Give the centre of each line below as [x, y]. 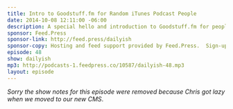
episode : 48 [24, 53]
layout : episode [31, 72]
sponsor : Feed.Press [37, 33]
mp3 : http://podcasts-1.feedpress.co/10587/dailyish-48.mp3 [96, 65]
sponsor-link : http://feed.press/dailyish [69, 40]
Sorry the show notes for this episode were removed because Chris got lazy [116, 92]
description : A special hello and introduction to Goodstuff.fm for [108, 26]
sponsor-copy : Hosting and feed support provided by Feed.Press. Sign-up [118, 46]
